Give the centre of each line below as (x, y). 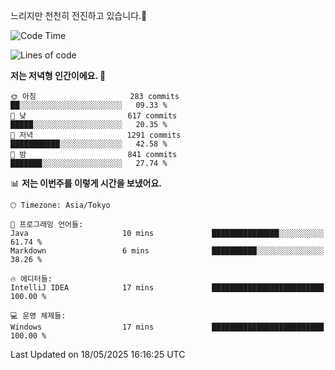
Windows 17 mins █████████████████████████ (167, 327)
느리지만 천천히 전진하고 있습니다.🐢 (79, 15)
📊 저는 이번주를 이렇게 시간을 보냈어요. (86, 183)
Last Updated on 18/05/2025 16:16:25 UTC (98, 354)
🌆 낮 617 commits (94, 116)
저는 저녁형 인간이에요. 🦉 (58, 75)
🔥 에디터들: (31, 279)
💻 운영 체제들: (38, 316)
